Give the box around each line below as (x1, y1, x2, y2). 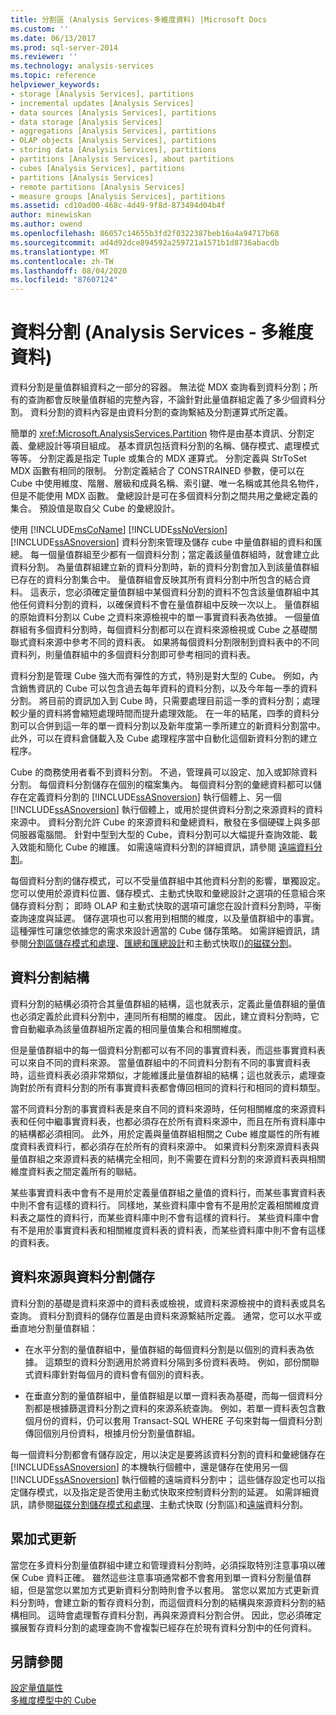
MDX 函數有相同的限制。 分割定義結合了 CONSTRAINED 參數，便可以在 (10, 465, 305, 477)
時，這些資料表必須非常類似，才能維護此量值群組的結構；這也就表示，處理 (10, 1069, 317, 1081)
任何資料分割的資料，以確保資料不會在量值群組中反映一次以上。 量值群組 (18, 599, 320, 611)
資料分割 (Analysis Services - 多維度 (10, 321, 314, 344)
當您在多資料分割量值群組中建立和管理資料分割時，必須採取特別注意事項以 (10, 1559, 317, 1571)
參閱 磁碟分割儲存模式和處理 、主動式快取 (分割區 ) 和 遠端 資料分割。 (36, 1498, 309, 1510)
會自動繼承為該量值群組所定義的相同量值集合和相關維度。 (10, 1022, 247, 1035)
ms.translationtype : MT (10, 247, 110, 257)
